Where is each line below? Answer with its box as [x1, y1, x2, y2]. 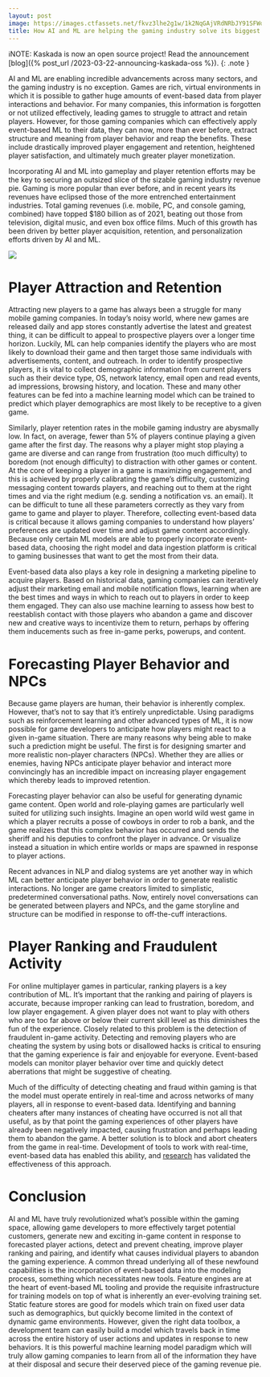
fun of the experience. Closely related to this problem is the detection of [8, 1024, 247, 1034]
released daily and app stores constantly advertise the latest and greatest [8, 322, 252, 332]
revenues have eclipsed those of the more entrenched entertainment [8, 192, 236, 202]
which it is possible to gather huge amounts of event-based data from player [8, 91, 262, 101]
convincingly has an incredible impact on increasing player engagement [8, 767, 247, 777]
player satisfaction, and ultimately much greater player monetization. [8, 150, 235, 161]
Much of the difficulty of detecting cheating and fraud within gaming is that [8, 1082, 257, 1092]
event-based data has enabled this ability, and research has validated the [8, 1151, 251, 1161]
